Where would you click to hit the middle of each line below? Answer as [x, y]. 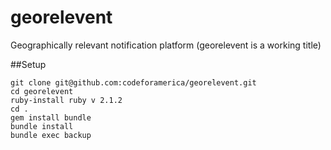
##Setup [28, 64]
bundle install [42, 126]
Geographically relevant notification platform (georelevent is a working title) [166, 45]
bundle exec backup [51, 135]
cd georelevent [42, 91]
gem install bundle [51, 117]
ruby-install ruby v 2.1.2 [66, 100]
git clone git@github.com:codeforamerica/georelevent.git [133, 82]
